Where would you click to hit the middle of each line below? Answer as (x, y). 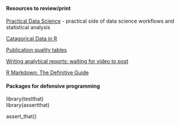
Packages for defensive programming (53, 86)
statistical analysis (28, 27)
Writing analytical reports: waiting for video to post (67, 61)
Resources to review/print (38, 8)
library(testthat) (25, 99)
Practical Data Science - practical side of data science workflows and (90, 21)
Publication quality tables (37, 50)
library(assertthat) (28, 105)
